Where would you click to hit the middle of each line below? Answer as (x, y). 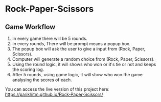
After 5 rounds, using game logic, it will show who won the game (77, 75)
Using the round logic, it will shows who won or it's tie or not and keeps (84, 64)
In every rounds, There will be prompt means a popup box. (71, 44)
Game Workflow (30, 27)
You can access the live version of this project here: (57, 89)
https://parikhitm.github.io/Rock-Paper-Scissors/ (54, 94)
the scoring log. (28, 69)
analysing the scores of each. (42, 80)
